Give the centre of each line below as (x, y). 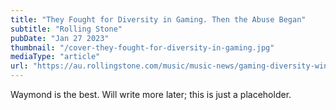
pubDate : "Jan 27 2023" (60, 38)
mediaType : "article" (55, 57)
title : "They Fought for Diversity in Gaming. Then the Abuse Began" (158, 19)
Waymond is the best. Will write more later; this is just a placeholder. (151, 94)
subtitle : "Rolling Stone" (66, 29)
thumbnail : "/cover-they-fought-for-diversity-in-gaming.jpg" (142, 47)
